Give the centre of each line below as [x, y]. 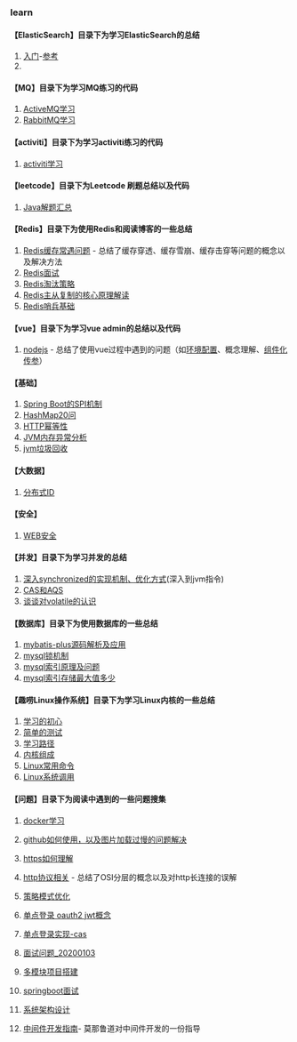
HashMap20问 [49, 415]
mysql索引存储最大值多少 [69, 678]
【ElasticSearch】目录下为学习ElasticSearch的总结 [105, 35]
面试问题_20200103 [59, 952]
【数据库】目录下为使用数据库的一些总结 [84, 623]
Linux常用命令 [48, 765]
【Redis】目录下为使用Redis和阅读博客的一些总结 [101, 229]
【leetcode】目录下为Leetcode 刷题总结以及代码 [100, 186]
